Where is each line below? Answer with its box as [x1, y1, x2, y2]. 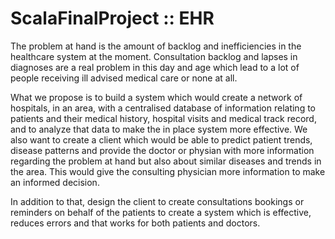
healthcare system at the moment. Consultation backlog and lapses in [10, 50, 298, 62]
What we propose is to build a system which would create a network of [10, 91, 303, 103]
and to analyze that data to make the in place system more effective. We [10, 123, 308, 135]
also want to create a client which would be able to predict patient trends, [10, 133, 313, 146]
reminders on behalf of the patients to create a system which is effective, [10, 206, 312, 218]
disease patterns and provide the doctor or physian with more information [10, 144, 315, 156]
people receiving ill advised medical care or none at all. [10, 72, 238, 84]
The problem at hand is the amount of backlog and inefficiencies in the [10, 40, 302, 52]
